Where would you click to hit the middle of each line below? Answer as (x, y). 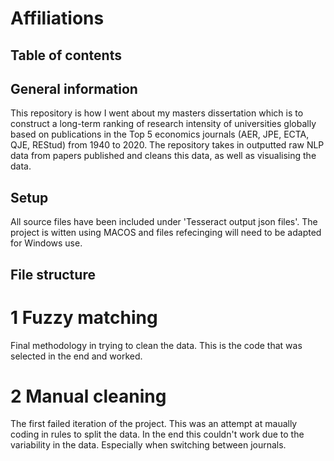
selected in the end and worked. (76, 356)
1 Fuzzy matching (84, 317)
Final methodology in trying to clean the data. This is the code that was (156, 345)
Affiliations (57, 18)
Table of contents (66, 55)
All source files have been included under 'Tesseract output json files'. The (164, 222)
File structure (53, 274)
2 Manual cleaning (88, 396)
